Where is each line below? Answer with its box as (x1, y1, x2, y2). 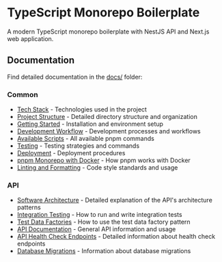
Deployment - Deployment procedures (16, 149, 126, 157)
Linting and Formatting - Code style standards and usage (16, 163, 178, 172)
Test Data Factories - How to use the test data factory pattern (16, 218, 191, 226)
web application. (7, 34, 54, 42)
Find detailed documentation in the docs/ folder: (7, 73, 143, 81)
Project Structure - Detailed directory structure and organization (16, 113, 198, 121)
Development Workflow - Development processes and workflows (16, 127, 201, 135)
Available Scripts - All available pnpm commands (16, 135, 155, 143)
